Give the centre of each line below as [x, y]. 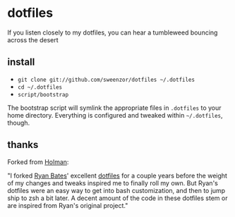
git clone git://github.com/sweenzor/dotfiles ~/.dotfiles [106, 80]
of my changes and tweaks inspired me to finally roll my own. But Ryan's [113, 183]
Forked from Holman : [38, 162]
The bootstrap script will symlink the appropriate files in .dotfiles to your [114, 108]
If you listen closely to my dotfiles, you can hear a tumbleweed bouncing [113, 32]
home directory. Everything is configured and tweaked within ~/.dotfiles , [115, 115]
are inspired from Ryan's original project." [68, 205]
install [21, 62]
